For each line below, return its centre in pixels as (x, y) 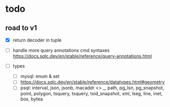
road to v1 (21, 28)
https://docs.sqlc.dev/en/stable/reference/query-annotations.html (82, 56)
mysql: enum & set (40, 76)
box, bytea (31, 99)
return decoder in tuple (37, 40)
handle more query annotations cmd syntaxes (61, 50)
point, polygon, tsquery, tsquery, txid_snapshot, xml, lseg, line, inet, (91, 94)
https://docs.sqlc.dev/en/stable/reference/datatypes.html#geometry (92, 82)
